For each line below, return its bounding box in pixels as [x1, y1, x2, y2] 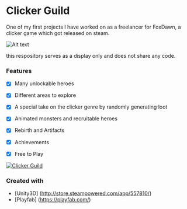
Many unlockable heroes [14, 80, 74, 87]
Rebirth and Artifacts [14, 127, 65, 134]
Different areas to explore [14, 92, 77, 99]
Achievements [14, 138, 50, 145]
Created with [6, 176, 44, 184]
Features [6, 67, 32, 75]
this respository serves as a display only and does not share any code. [6, 52, 176, 59]
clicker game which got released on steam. [6, 29, 110, 36]
